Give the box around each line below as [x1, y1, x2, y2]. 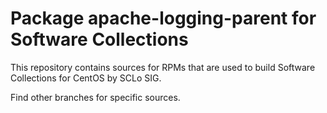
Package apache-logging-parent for [10, 7, 317, 30]
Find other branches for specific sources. [10, 91, 181, 103]
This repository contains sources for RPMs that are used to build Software [10, 61, 316, 73]
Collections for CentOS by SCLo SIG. [10, 72, 162, 84]
